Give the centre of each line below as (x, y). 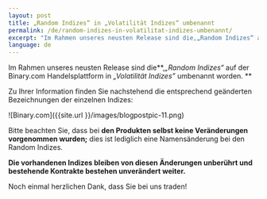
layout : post (30, 15)
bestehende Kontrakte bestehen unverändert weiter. (97, 171)
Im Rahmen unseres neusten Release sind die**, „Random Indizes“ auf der (129, 67)
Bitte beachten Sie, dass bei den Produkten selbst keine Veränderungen (128, 131)
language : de (30, 45)
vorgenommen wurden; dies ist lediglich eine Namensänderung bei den (126, 139)
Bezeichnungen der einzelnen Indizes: (71, 100)
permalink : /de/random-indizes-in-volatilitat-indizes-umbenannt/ (120, 30)
